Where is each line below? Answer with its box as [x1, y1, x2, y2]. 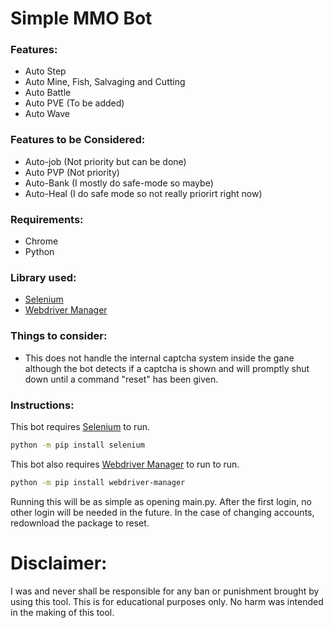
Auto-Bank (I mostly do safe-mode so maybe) [24, 177, 214, 189]
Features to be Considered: [10, 133, 146, 147]
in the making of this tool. [10, 606, 115, 618]
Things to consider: [10, 329, 108, 343]
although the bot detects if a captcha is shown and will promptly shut [24, 362, 310, 374]
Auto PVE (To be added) [24, 97, 125, 109]
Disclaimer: [10, 552, 108, 574]
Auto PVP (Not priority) [24, 166, 120, 178]
